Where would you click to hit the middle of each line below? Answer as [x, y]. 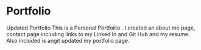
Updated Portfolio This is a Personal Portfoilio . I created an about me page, [101, 28]
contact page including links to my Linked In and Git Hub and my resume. [98, 34]
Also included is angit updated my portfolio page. [68, 40]
